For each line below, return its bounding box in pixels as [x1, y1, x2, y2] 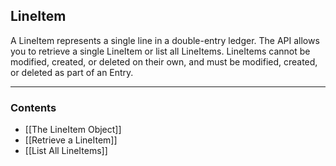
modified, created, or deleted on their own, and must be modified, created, [10, 55, 318, 68]
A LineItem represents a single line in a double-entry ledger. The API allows [10, 34, 320, 46]
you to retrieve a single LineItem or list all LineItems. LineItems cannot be [10, 45, 311, 57]
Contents [10, 100, 57, 114]
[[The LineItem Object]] [24, 124, 122, 136]
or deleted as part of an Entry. [10, 66, 134, 78]
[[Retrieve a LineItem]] [24, 134, 118, 146]
